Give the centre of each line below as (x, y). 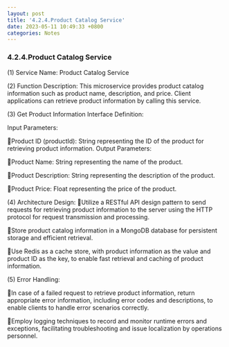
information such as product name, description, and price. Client (99, 93)
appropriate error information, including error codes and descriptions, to (110, 300)
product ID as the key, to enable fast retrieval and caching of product (106, 258)
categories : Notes (34, 33)
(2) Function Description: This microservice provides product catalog (106, 86)
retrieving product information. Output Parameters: (80, 148)
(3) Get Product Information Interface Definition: (75, 114)
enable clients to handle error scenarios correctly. (78, 307)
